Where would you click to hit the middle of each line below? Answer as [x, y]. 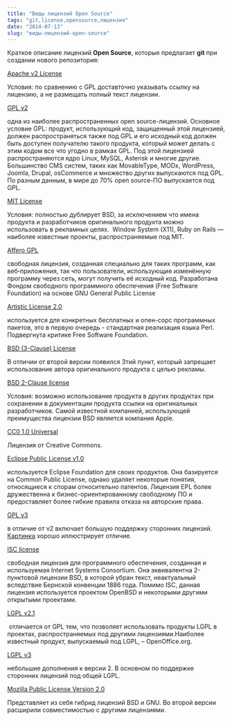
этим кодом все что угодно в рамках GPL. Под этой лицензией [101, 151]
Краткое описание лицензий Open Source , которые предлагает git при [112, 53]
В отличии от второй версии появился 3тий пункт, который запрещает [111, 362]
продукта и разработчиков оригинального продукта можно [96, 222]
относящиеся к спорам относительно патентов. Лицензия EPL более [109, 487]
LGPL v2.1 [21, 613]
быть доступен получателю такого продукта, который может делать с [111, 144]
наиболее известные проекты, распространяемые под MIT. [96, 237]
